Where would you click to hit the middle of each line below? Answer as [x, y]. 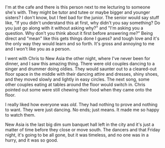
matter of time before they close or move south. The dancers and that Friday [83, 130]
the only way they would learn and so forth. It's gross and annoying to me [80, 44]
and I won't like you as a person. [38, 49]
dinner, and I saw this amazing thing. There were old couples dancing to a [80, 64]
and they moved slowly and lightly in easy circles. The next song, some [77, 79]
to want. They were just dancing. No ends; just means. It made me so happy [82, 110]
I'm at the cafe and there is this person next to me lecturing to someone [78, 7]
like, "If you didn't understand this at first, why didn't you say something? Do [83, 23]
